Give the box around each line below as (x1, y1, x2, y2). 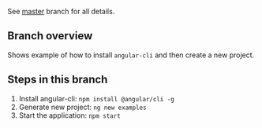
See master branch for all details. (7, 7, 115, 16)
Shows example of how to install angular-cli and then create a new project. (7, 50, 255, 60)
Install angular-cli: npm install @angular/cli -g (18, 93, 174, 103)
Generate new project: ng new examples (18, 102, 147, 112)
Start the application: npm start (18, 110, 122, 120)
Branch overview (7, 29, 93, 42)
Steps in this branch (7, 73, 108, 86)
